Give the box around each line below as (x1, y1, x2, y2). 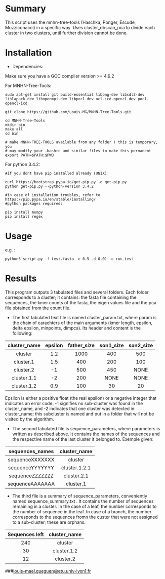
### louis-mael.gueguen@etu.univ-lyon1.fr (5, 568, 91, 574)
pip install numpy (5, 209, 43, 215)
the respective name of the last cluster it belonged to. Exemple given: (12, 436, 154, 442)
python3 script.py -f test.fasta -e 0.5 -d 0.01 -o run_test (5, 256, 134, 261)
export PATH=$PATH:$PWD (5, 153, 54, 158)
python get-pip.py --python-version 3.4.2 (5, 184, 94, 189)
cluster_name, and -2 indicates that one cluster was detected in (5, 406, 135, 412)
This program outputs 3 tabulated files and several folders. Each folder (5, 289, 149, 295)
